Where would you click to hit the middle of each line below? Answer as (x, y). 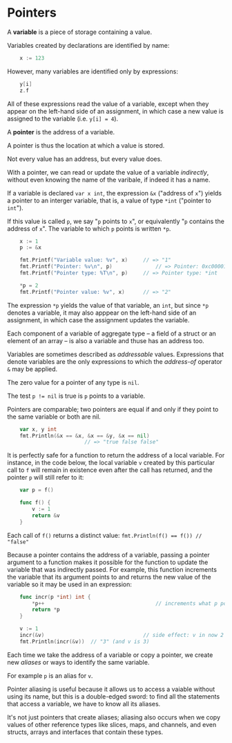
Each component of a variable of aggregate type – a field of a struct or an (112, 333)
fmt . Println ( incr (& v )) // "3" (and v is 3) (85, 641)
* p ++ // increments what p (125, 603)
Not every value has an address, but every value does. (85, 159)
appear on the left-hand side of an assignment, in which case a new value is (116, 111)
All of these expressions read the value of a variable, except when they (108, 104)
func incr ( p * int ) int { (55, 597)
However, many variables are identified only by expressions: (93, 71)
